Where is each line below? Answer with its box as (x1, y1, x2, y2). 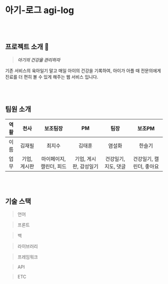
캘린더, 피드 (40, 163, 66, 170)
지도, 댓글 (104, 163, 126, 170)
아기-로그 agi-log (5, 5, 74, 16)
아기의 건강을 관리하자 (17, 57, 60, 63)
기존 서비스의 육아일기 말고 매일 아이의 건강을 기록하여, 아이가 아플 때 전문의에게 (5, 67, 161, 73)
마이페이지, (41, 155, 66, 162)
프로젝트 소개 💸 (5, 43, 49, 51)
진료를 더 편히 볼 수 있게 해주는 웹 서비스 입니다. (5, 74, 98, 80)
